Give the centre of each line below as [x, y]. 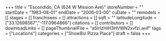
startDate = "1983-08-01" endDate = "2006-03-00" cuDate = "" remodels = [83, 12]
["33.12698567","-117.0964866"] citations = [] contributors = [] [69, 23]
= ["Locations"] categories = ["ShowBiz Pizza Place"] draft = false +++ [78, 33]
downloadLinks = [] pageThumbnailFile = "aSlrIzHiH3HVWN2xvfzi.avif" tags [83, 28]
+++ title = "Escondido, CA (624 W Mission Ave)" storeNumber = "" [74, 7]
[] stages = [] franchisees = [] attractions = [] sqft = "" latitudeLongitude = [81, 18]
